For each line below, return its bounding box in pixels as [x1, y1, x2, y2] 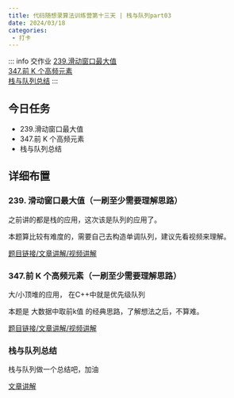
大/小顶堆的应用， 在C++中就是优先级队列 [8, 290, 145, 300]
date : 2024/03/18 [8, 19, 66, 27]
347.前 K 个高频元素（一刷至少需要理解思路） [8, 270, 182, 281]
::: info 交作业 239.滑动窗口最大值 [8, 56, 117, 66]
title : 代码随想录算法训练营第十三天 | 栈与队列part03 [8, 11, 172, 20]
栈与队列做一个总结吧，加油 [8, 365, 99, 374]
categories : [8, 26, 48, 34]
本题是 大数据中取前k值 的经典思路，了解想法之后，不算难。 [8, 307, 204, 316]
